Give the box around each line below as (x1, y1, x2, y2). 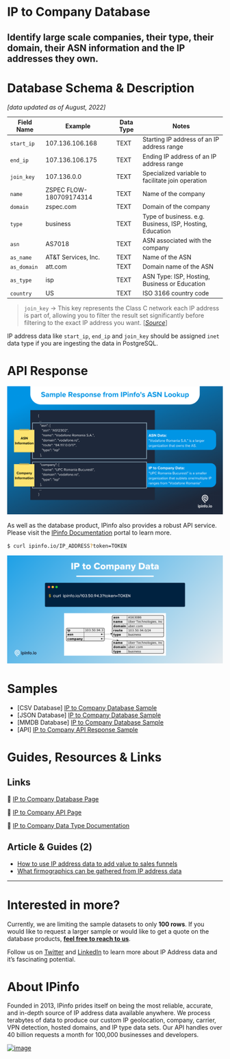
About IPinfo (7, 979, 80, 995)
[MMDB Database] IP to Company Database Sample (16, 718, 164, 727)
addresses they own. (7, 53, 99, 64)
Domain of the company (142, 203, 210, 211)
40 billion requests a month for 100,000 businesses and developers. (7, 1031, 199, 1039)
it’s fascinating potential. (7, 955, 76, 963)
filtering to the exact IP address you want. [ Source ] (23, 319, 168, 327)
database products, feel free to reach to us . (7, 934, 131, 942)
